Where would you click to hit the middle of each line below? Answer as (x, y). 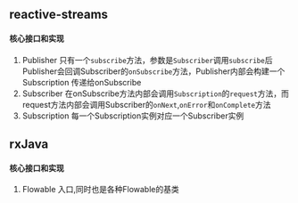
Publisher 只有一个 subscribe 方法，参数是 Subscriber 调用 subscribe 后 (147, 60)
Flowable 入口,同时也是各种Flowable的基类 (101, 190)
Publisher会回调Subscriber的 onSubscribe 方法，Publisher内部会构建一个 (153, 71)
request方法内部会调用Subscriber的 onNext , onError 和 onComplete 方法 (146, 104)
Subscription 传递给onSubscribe (82, 82)
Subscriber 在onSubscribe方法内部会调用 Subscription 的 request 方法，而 (156, 93)
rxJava (29, 144)
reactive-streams (59, 15)
